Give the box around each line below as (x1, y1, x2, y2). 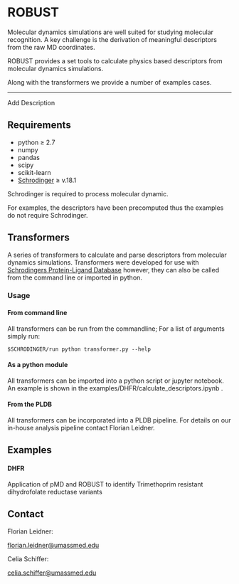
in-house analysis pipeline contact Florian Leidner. (7, 424, 155, 432)
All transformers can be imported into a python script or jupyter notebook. (7, 376, 224, 385)
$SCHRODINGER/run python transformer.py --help (7, 346, 152, 353)
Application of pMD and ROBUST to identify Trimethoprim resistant (7, 479, 203, 488)
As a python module (7, 361, 68, 369)
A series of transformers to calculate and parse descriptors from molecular (7, 250, 227, 259)
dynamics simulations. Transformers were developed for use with (7, 258, 199, 267)
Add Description (7, 98, 55, 107)
